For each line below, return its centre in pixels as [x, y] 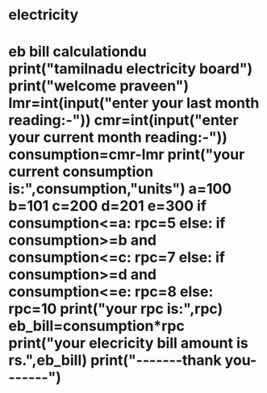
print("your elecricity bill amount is [128, 343]
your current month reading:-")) [118, 138]
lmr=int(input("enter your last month [134, 103]
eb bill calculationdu [77, 52]
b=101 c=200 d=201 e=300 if [108, 206]
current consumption [81, 172]
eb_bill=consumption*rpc [97, 326]
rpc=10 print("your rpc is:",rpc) [116, 309]
